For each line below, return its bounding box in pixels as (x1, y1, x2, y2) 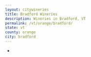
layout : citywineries (5, 7, 49, 12)
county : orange (5, 30, 36, 35)
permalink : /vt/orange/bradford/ (5, 20, 73, 26)
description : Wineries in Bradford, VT (5, 16, 86, 21)
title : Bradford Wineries (5, 12, 57, 17)
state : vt (5, 25, 25, 30)
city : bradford (5, 35, 36, 39)
